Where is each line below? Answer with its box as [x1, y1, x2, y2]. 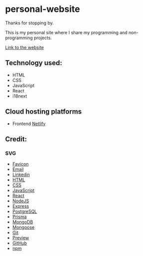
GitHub [12, 240, 27, 246]
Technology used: [5, 59, 63, 67]
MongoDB [12, 219, 33, 225]
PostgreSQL [12, 208, 37, 214]
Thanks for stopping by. [5, 20, 54, 26]
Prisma [12, 214, 27, 220]
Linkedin [12, 172, 30, 178]
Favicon [12, 161, 29, 167]
